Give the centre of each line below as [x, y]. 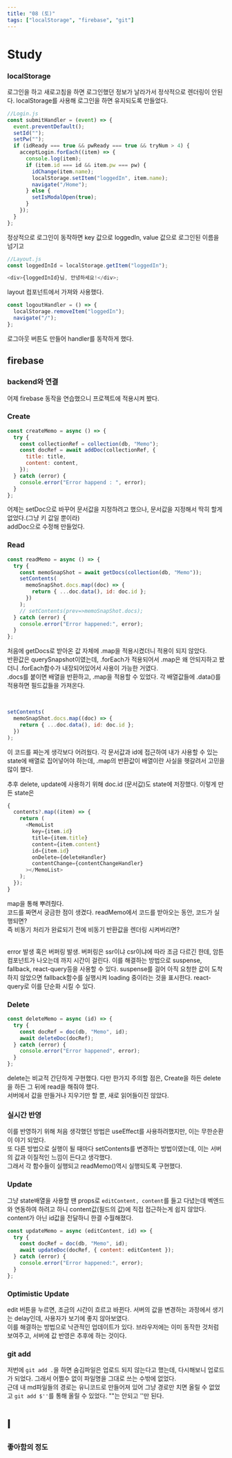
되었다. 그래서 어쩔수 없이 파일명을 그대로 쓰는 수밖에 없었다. [95, 1378]
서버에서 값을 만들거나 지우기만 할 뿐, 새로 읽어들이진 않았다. [88, 1096]
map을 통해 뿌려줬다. [36, 903]
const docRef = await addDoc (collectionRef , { [88, 450]
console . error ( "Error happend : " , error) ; [83, 482]
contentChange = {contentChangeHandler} [88, 864]
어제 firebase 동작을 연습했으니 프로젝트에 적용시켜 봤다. [84, 398]
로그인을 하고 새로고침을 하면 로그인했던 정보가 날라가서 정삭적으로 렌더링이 [109, 91]
